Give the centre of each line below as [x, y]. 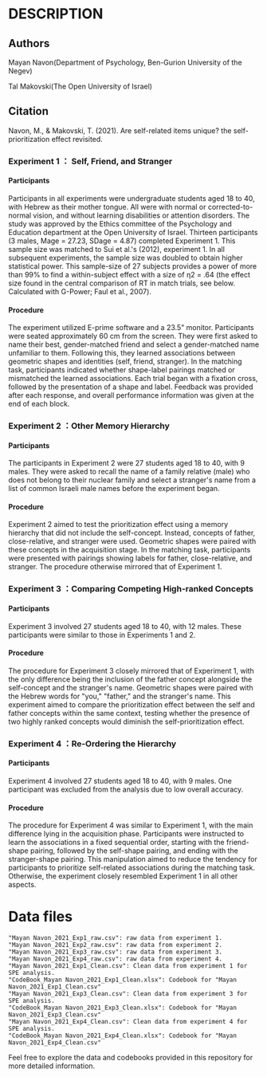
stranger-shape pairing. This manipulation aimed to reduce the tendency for [133, 859]
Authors [29, 43]
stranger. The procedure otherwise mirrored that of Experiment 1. [115, 567]
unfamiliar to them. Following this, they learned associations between [122, 353]
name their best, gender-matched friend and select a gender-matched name [134, 344]
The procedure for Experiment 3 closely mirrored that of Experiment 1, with [132, 670]
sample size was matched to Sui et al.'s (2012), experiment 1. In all [117, 249]
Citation [29, 111]
